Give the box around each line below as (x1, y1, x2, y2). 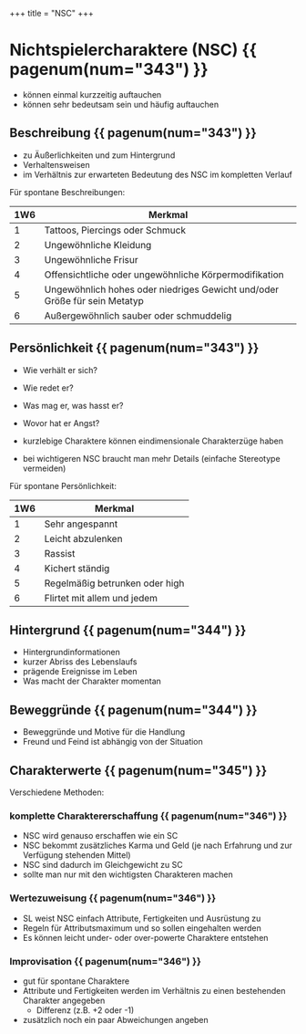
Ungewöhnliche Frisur (44, 253, 138, 266)
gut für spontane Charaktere (22, 976, 130, 987)
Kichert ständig (44, 561, 110, 574)
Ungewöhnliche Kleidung (44, 238, 152, 251)
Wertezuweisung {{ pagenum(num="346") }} (9, 892, 217, 904)
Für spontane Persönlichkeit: (9, 480, 117, 491)
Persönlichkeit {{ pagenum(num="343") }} (9, 340, 260, 356)
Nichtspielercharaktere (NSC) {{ (9, 40, 258, 60)
